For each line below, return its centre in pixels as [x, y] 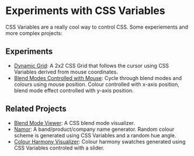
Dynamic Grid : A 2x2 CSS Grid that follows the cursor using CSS [91, 65]
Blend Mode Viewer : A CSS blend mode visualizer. [75, 123]
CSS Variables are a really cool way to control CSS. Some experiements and [97, 27]
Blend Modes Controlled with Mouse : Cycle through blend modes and [98, 78]
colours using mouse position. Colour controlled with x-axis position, [96, 84]
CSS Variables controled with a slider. [59, 148]
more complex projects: [34, 33]
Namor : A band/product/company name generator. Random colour [94, 129]
